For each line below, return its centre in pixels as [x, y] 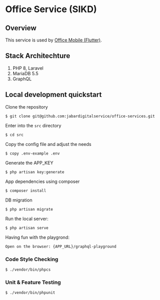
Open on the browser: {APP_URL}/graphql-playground [61, 246]
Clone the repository [27, 107]
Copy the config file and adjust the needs [48, 144]
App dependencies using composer [43, 181]
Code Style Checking [32, 259]
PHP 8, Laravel [28, 68]
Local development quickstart [54, 95]
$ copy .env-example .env [32, 153]
